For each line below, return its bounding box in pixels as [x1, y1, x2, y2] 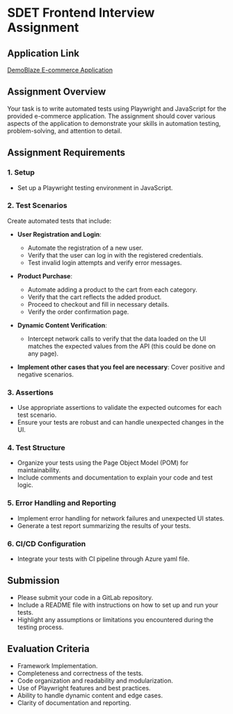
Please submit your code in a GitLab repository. [17, 593, 154, 601]
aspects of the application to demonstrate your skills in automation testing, [7, 119, 221, 127]
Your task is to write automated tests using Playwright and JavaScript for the [7, 104, 227, 113]
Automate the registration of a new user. [27, 244, 143, 252]
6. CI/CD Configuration [7, 539, 86, 548]
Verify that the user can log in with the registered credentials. [27, 251, 204, 259]
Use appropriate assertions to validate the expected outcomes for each [17, 404, 222, 412]
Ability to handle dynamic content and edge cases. [17, 691, 163, 699]
